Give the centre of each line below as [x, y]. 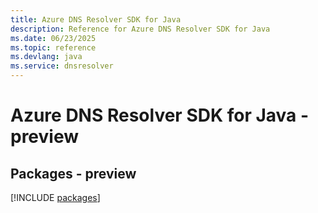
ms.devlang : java [46, 57]
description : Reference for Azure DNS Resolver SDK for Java [140, 29]
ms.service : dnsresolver [62, 66]
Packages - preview [73, 173]
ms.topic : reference [53, 47]
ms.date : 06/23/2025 [53, 38]
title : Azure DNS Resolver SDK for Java [96, 19]
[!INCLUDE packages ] [55, 197]
